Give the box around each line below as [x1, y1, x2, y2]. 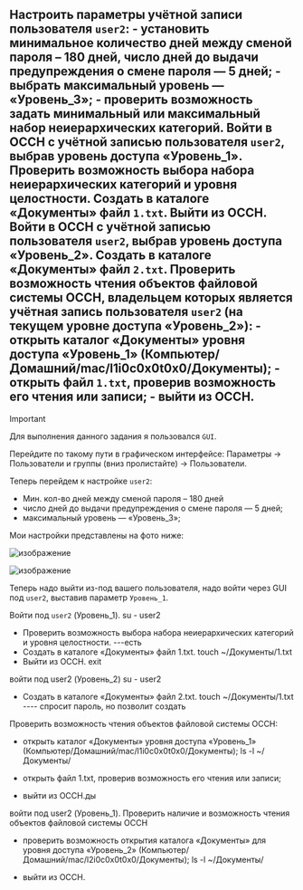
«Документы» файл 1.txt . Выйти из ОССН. [9, 206, 267, 221]
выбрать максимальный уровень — [9, 78, 224, 93]
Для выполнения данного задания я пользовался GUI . [9, 430, 217, 442]
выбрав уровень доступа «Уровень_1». [9, 148, 242, 164]
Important [9, 413, 46, 424]
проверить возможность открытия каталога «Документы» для [22, 835, 267, 846]
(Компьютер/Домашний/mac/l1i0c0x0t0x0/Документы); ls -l [22, 745, 255, 756]
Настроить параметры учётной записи [9, 7, 242, 23]
